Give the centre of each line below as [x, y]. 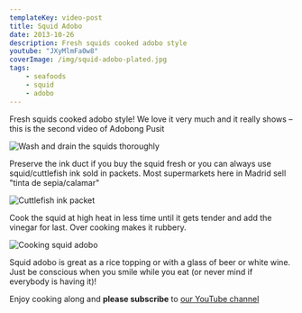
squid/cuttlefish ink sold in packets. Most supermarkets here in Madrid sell [148, 173]
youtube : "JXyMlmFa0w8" [54, 51]
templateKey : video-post [56, 18]
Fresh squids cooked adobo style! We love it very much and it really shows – [151, 119]
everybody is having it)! [53, 281]
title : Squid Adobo [46, 26]
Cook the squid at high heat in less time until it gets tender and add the [141, 217]
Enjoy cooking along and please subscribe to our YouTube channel [134, 299]
